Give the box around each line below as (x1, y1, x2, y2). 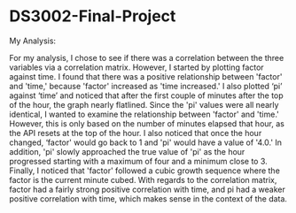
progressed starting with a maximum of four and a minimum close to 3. (9, 156, 268, 166)
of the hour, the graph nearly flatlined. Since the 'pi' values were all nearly (9, 99, 279, 110)
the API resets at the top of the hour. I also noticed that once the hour (9, 127, 262, 138)
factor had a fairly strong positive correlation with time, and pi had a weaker (9, 184, 285, 194)
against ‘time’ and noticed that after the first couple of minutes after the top (9, 90, 284, 101)
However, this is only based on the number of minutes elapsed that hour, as (9, 118, 285, 129)
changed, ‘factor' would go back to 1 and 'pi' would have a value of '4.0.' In (9, 137, 282, 148)
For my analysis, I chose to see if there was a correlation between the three (9, 52, 284, 63)
